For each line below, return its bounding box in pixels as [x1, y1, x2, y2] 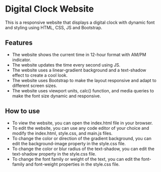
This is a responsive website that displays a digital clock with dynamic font [5, 19, 155, 25]
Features [5, 39, 33, 47]
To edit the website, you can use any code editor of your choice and [12, 125, 149, 131]
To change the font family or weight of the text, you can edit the [12, 156, 141, 162]
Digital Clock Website [5, 3, 94, 15]
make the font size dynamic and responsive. [12, 93, 101, 99]
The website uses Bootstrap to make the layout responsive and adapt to [12, 77, 157, 83]
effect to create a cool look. [12, 72, 68, 78]
